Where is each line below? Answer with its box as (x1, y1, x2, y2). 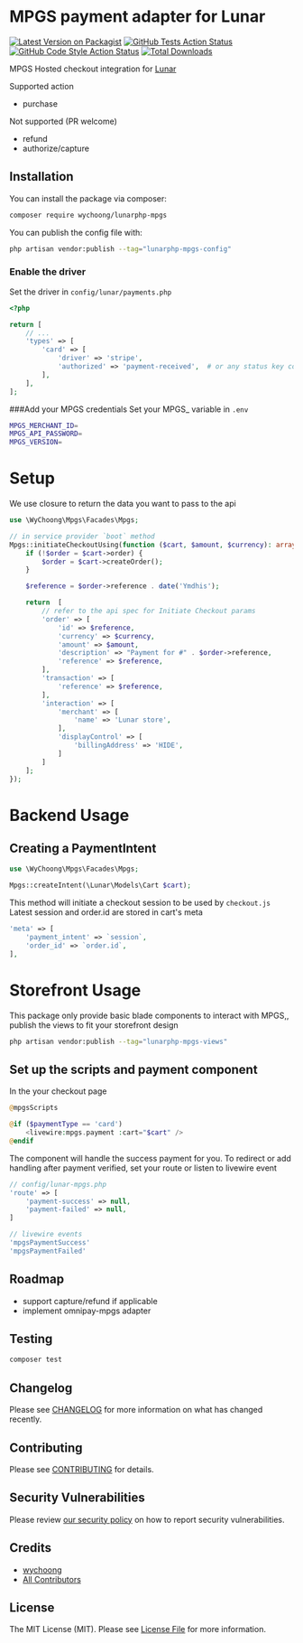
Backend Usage (9, 805, 130, 826)
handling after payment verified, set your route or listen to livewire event (9, 1162, 278, 1173)
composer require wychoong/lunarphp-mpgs (9, 210, 168, 219)
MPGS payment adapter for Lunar (9, 6, 266, 27)
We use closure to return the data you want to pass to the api (9, 499, 236, 509)
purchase (22, 98, 59, 109)
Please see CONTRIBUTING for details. (9, 1463, 155, 1474)
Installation (9, 169, 74, 184)
